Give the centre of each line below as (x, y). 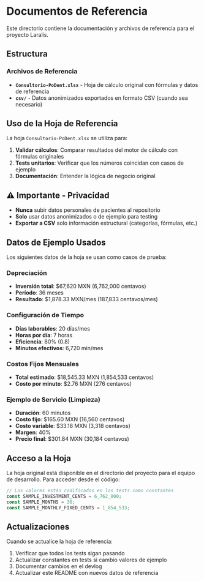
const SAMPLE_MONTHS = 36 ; (41, 502)
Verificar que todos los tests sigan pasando (70, 553)
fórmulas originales (40, 157)
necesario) (29, 104)
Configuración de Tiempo (45, 315)
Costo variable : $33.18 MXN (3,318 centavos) (73, 426)
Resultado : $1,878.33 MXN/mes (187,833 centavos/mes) (86, 299)
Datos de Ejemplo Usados (56, 242)
